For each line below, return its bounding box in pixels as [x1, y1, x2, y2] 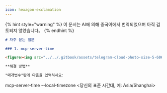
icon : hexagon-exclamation [5, 7, 61, 12]
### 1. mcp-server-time [5, 46, 55, 51]
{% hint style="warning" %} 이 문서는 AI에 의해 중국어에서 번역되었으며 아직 [5, 21, 155, 27]
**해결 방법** [5, 64, 30, 69]
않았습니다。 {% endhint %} [18, 28, 75, 33]
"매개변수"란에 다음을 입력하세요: [5, 73, 64, 78]
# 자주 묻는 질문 [5, 37, 35, 42]
